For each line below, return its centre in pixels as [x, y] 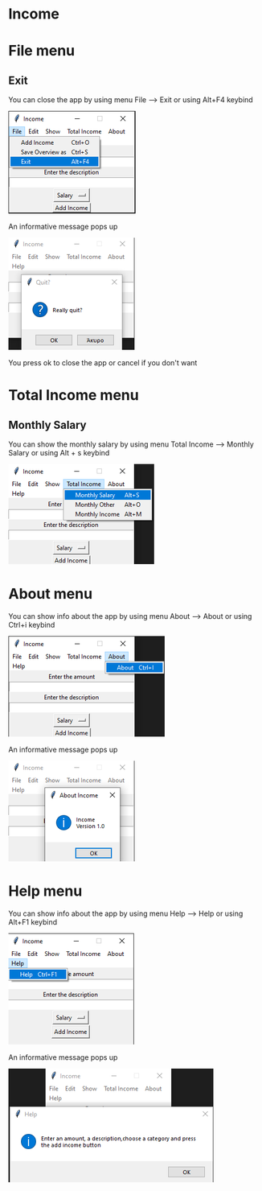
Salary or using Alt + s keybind [59, 453]
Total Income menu [74, 396]
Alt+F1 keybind [33, 922]
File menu [42, 51]
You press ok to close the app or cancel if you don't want [103, 363]
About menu [51, 594]
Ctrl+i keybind [32, 625]
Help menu [45, 891]
